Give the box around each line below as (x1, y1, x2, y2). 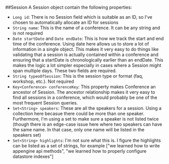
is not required (12, 30, 43, 36)
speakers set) (12, 132, 41, 138)
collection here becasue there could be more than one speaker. (12, 111, 145, 117)
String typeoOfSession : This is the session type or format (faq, (12, 73, 143, 79)
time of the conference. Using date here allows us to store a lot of (12, 41, 149, 47)
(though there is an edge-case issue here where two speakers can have (12, 121, 162, 127)
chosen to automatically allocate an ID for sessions (12, 20, 119, 25)
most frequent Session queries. (12, 100, 78, 105)
